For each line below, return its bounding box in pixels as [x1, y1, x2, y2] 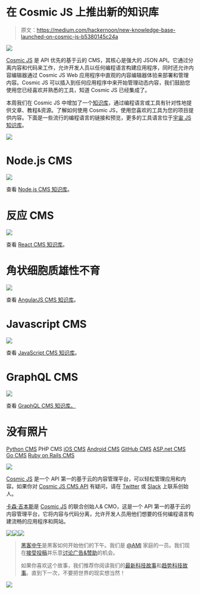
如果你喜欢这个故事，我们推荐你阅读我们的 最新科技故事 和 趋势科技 [20, 562, 183, 569]
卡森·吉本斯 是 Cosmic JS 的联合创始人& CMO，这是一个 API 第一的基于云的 [6, 503, 191, 510]
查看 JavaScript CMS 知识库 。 [6, 349, 80, 356]
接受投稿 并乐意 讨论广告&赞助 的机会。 [26, 549, 118, 556]
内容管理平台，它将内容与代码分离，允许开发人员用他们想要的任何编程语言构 [6, 510, 194, 517]
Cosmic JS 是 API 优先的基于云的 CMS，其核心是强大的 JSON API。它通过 [6, 56, 189, 63]
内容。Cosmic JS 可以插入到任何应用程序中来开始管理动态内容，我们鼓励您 [6, 79, 190, 86]
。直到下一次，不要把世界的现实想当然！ [26, 569, 126, 576]
